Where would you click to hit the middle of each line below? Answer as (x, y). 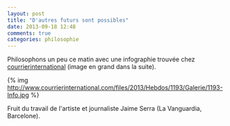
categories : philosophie (43, 40)
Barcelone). (24, 116)
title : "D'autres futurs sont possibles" (68, 20)
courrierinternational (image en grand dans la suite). (82, 67)
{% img (18, 80)
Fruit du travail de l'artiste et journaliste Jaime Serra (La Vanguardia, (105, 109)
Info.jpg (18, 95)
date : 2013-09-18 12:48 (42, 26)
